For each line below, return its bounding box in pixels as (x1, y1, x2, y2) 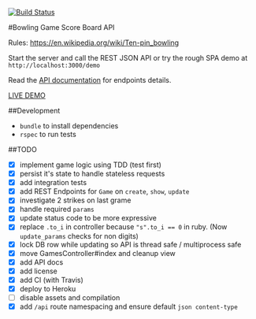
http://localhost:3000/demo (8, 61, 101, 69)
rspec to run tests (19, 130, 76, 139)
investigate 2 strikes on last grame (19, 195, 132, 205)
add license (19, 266, 58, 276)
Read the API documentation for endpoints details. (8, 76, 172, 84)
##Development (8, 106, 61, 115)
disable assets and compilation (19, 292, 121, 302)
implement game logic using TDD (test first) (19, 160, 161, 169)
